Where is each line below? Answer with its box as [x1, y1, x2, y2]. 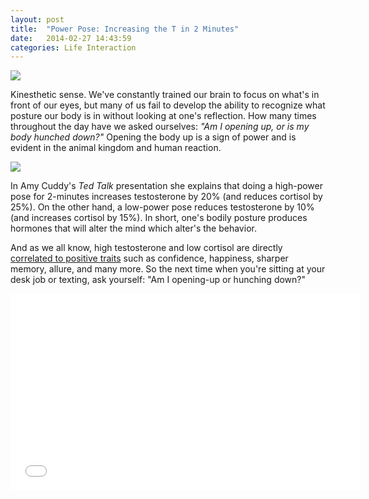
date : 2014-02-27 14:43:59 [10, 33, 132, 43]
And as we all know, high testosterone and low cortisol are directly [10, 242, 283, 254]
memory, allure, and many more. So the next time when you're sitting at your [10, 263, 326, 275]
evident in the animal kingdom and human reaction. [10, 142, 222, 154]
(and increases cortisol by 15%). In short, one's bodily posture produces [10, 212, 308, 224]
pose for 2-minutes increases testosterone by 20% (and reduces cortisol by [10, 191, 323, 203]
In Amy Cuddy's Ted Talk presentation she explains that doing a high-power [10, 180, 323, 192]
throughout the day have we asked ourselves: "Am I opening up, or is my [10, 121, 310, 133]
